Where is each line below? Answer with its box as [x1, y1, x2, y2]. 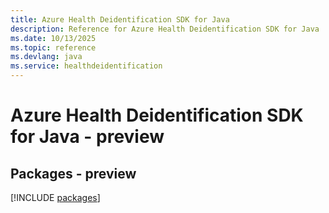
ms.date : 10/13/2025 [10, 33, 97, 43]
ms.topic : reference [10, 42, 97, 53]
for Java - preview [10, 126, 165, 148]
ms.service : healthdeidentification [10, 61, 163, 71]
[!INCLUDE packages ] [10, 192, 101, 203]
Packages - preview [10, 165, 137, 182]
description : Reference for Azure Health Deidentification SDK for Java [10, 24, 320, 34]
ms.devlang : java [10, 52, 83, 62]
